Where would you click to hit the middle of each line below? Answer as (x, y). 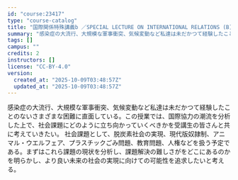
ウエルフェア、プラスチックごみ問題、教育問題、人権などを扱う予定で (128, 143)
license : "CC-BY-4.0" (39, 67)
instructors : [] (31, 60)
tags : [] (20, 40)
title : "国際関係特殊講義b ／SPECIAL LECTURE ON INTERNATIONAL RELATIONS (114, 27)
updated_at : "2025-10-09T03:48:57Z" (68, 86)
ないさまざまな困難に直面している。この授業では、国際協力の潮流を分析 (125, 116)
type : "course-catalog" (42, 21)
